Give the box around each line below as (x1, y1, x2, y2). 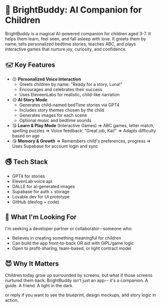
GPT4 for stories (12, 173, 45, 179)
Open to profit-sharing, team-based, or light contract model (12, 245, 132, 251)
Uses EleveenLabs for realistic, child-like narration (19, 92, 120, 97)
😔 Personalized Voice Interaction (12, 76, 81, 82)
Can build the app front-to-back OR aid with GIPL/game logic (12, 240, 134, 246)
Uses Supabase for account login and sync (12, 143, 98, 149)
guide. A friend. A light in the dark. (5, 283, 74, 289)
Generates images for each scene (19, 112, 87, 118)
